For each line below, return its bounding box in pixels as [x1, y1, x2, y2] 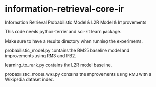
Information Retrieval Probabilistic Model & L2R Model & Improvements [5, 19, 147, 25]
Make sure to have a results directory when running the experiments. [5, 38, 143, 44]
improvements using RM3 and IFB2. [5, 52, 77, 58]
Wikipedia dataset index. [5, 76, 54, 82]
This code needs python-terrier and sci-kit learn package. [5, 29, 121, 34]
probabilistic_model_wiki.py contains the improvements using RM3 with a [5, 71, 152, 77]
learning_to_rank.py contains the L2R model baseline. [5, 62, 112, 68]
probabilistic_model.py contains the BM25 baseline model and [5, 47, 130, 53]
